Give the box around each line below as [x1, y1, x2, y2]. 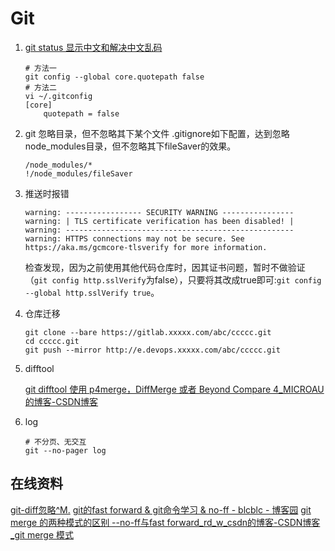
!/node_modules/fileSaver [24, 168, 133, 179]
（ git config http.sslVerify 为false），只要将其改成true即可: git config [24, 273, 322, 286]
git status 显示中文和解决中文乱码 [24, 41, 163, 53]
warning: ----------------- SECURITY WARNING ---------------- [24, 207, 295, 217]
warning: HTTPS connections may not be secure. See [24, 233, 245, 244]
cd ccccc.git [24, 336, 80, 346]
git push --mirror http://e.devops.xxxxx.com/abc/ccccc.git [24, 345, 281, 355]
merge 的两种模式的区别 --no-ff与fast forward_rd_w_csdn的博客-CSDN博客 [10, 516, 321, 528]
